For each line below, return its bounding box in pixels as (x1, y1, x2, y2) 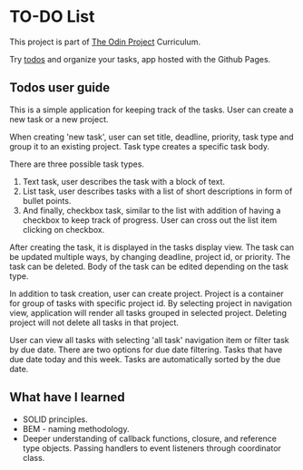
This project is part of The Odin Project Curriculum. (9, 36, 201, 47)
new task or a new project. (9, 113, 109, 124)
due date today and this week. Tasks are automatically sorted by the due (9, 353, 281, 364)
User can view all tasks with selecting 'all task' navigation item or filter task (9, 334, 290, 345)
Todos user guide (9, 80, 111, 96)
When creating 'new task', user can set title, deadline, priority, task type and (9, 131, 294, 142)
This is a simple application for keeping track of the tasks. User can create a (9, 104, 294, 115)
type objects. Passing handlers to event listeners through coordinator (22, 442, 281, 454)
